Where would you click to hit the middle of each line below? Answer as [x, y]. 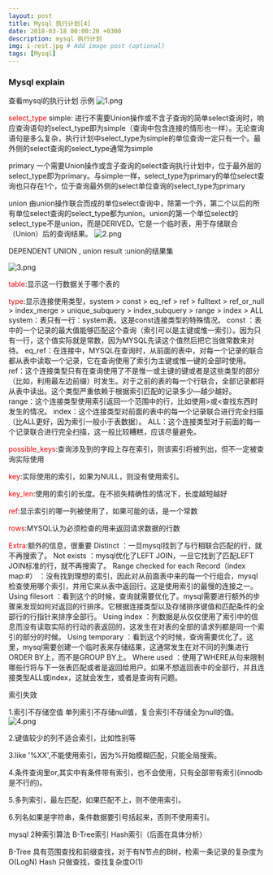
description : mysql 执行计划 [55, 39]
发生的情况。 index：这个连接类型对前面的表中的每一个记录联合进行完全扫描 [136, 412]
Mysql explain [37, 82]
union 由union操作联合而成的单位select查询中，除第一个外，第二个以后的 [131, 203]
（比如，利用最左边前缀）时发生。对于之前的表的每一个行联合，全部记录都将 [136, 381]
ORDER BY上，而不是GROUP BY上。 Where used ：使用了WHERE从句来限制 [136, 657]
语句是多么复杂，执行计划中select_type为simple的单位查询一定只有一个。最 [135, 138]
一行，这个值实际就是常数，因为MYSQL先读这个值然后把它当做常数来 [131, 340]
